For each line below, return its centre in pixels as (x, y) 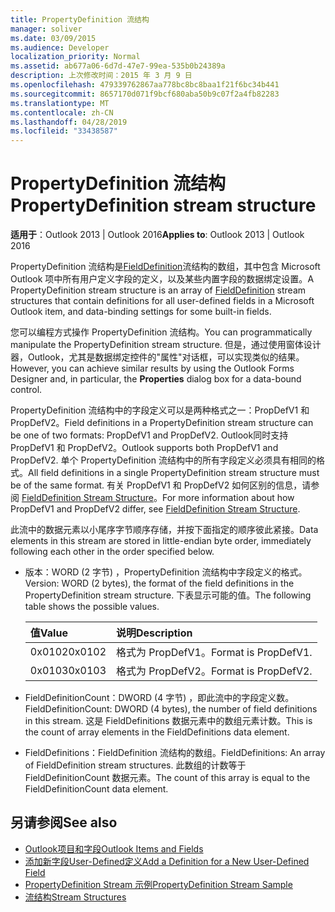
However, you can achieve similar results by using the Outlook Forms (152, 368)
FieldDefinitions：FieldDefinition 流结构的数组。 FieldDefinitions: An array (175, 753)
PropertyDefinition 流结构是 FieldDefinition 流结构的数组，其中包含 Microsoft (165, 267)
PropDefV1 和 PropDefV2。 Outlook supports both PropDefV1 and (144, 448)
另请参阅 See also (64, 822)
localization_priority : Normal (75, 57)
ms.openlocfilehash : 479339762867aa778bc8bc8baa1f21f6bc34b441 (145, 85)
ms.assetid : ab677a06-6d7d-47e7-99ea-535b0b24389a (118, 66)
